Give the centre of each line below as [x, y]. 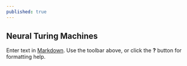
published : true [26, 12]
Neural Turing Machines [52, 36]
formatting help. [26, 57]
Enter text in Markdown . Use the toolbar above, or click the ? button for [94, 50]
